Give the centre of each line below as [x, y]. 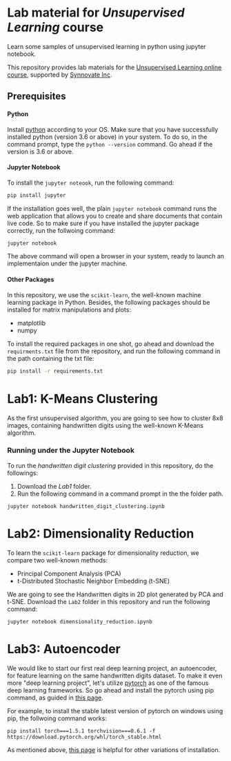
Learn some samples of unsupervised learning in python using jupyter [107, 46]
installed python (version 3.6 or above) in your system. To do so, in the [107, 137]
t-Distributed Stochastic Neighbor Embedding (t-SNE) [93, 581]
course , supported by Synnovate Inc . [60, 75]
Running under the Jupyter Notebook [71, 451]
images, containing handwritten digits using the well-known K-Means [105, 425]
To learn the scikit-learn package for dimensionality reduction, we [103, 553]
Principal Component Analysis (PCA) [69, 573]
